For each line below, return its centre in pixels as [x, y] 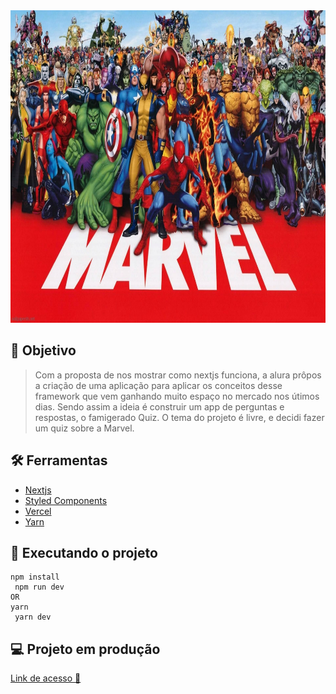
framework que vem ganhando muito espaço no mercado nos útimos [177, 396]
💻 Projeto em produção [85, 649]
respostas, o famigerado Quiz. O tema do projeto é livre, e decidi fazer [179, 417]
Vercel [38, 511]
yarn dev [33, 617]
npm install [35, 577]
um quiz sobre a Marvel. [84, 428]
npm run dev [39, 587]
